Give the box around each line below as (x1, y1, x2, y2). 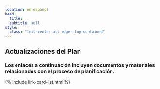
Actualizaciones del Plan (5, 47, 81, 56)
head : (5, 12, 16, 16)
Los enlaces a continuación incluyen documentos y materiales (5, 62, 155, 69)
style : (5, 25, 18, 30)
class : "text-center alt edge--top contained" (9, 30, 105, 34)
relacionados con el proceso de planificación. (5, 68, 115, 75)
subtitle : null (9, 20, 40, 26)
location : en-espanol (5, 7, 49, 12)
